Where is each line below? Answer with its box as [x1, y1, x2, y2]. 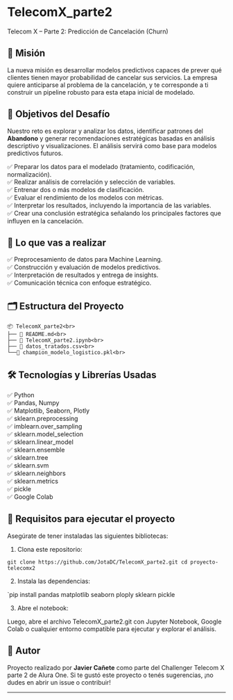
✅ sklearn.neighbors [7, 469, 66, 477]
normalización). [7, 170, 52, 178]
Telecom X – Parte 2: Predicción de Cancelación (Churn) [7, 27, 169, 35]
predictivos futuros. [7, 149, 64, 157]
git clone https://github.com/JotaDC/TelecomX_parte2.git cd [7, 558, 188, 566]
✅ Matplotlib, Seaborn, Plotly [7, 406, 90, 415]
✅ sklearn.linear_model [7, 438, 74, 446]
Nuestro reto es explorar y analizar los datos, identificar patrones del [7, 127, 203, 135]
